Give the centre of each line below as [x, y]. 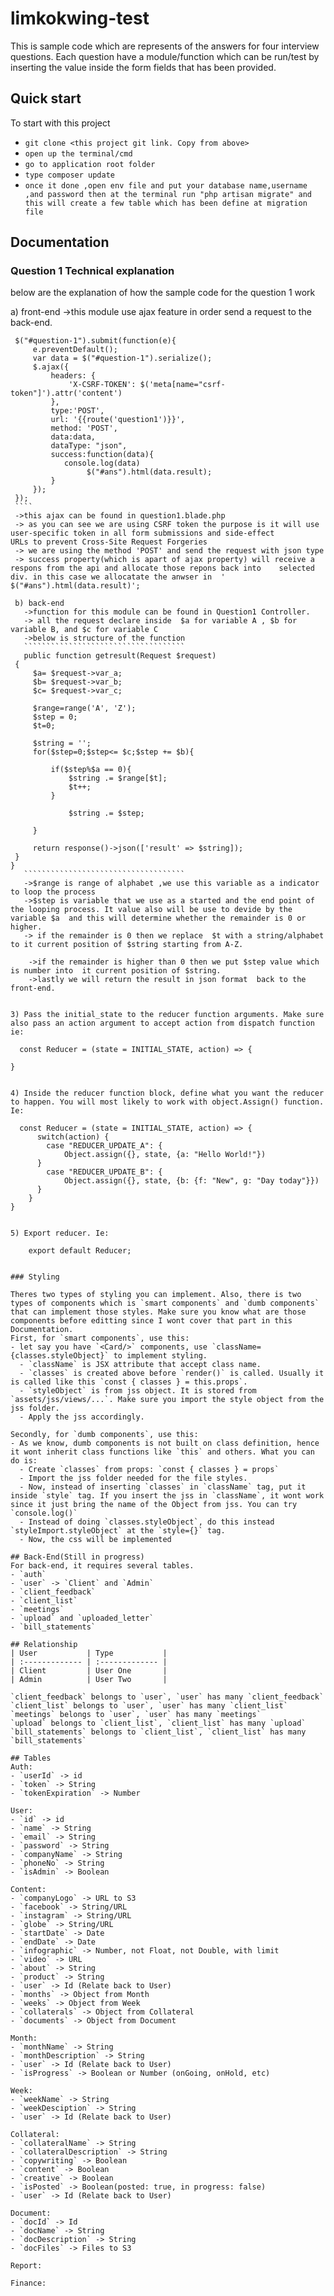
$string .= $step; [106, 813]
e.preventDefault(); [75, 350]
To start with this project [60, 123]
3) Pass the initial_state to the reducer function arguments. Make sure [167, 1015]
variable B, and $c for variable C [84, 630]
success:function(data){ [102, 455]
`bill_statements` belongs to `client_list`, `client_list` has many [158, 1732]
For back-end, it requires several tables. [102, 1566]
